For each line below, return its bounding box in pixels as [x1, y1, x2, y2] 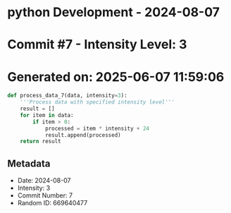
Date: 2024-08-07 [17, 176, 71, 185]
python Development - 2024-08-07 [7, 4, 220, 20]
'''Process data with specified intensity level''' [20, 99, 175, 106]
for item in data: [20, 111, 74, 118]
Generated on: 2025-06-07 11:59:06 [7, 68, 225, 85]
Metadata [7, 157, 51, 169]
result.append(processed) [44, 131, 121, 138]
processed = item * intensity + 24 [44, 125, 150, 132]
